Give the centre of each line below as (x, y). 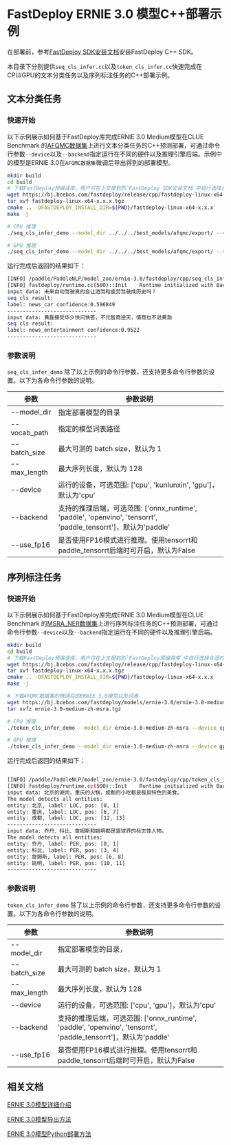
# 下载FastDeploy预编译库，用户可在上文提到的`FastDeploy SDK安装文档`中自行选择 (114, 188)
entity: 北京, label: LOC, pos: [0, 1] (63, 805)
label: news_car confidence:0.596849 (61, 304)
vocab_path (30, 433)
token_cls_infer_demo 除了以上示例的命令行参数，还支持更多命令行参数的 (111, 905)
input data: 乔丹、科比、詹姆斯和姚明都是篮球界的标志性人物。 (87, 831)
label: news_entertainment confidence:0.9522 (73, 330)
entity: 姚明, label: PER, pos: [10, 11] (66, 863)
